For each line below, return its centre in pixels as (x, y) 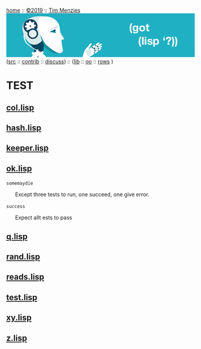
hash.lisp (24, 128)
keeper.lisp (28, 148)
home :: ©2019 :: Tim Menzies (43, 10)
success (16, 207)
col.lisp (20, 107)
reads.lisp (25, 277)
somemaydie (20, 183)
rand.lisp (23, 257)
